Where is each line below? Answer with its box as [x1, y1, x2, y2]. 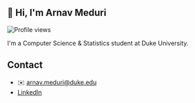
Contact [7, 59, 43, 71]
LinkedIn [17, 88, 42, 96]
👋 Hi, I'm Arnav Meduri [7, 7, 107, 19]
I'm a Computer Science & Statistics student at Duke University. [7, 39, 189, 47]
